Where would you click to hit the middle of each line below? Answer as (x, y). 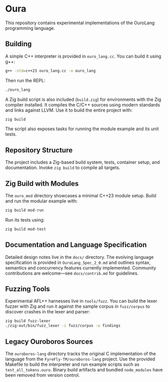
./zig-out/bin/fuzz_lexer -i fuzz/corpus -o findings (63, 326)
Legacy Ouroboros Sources (49, 341)
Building (18, 44)
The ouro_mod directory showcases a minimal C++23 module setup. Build (81, 196)
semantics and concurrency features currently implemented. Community (81, 267)
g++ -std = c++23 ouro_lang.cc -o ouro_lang (50, 71)
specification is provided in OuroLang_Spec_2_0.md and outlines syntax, (78, 262)
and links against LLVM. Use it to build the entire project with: (69, 110)
